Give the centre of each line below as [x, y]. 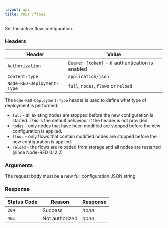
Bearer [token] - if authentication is [111, 63]
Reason [60, 202]
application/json [89, 76]
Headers [16, 41]
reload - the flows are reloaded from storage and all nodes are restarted [87, 147]
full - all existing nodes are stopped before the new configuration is [83, 115]
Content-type [23, 76]
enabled [78, 69]
